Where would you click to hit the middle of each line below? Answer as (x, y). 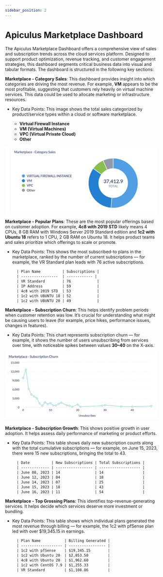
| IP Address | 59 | (58, 286)
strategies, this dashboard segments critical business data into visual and (78, 64)
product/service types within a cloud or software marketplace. (74, 114)
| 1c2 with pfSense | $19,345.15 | (63, 551)
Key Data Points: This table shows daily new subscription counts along (83, 443)
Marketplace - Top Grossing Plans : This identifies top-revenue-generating (80, 501)
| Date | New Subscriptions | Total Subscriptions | (81, 463)
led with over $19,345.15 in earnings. (48, 531)
